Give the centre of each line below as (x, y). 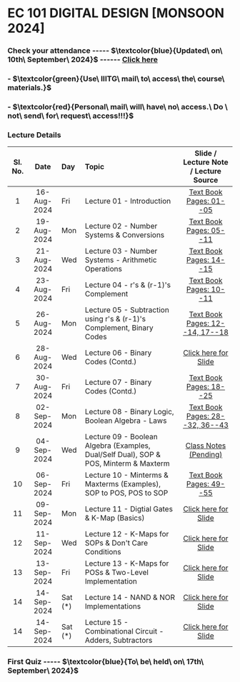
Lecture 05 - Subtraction (127, 310)
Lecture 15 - (106, 623)
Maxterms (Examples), (122, 484)
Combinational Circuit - (124, 631)
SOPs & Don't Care (116, 543)
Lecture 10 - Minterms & (127, 475)
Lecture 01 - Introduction (128, 201)
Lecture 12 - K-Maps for (127, 534)
